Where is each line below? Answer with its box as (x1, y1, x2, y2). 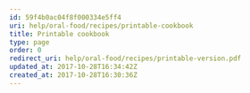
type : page (9, 37, 50, 47)
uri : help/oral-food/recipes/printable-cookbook (9, 21, 194, 30)
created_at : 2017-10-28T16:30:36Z (9, 71, 138, 80)
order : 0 (9, 46, 42, 55)
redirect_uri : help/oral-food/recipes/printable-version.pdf (9, 54, 242, 63)
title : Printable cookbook (9, 29, 110, 38)
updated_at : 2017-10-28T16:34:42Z (9, 63, 138, 72)
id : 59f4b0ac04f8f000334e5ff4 (9, 12, 122, 22)
